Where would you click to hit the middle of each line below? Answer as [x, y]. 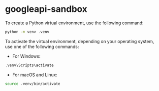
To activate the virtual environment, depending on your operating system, [79, 41]
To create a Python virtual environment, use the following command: [74, 23]
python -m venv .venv [27, 32]
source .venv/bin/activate [33, 84]
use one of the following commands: [42, 46]
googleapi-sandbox [46, 9]
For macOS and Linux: [35, 75]
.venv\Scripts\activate [30, 65]
